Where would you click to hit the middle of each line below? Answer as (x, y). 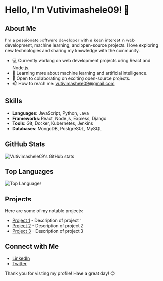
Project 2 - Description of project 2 (48, 226)
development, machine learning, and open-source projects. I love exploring (81, 45)
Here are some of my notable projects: (44, 211)
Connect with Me (32, 246)
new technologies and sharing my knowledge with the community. (72, 51)
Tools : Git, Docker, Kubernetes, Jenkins (53, 123)
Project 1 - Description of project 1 (47, 221)
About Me (20, 28)
